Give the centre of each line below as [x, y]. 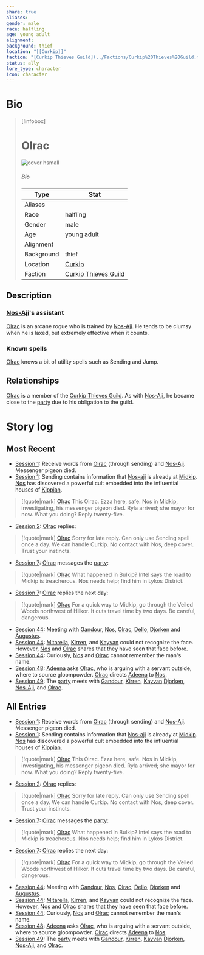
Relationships [33, 381]
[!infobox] [33, 121]
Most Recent [31, 449]
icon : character [27, 74]
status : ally [23, 63]
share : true [21, 12]
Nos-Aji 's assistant [35, 313]
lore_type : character [34, 69]
